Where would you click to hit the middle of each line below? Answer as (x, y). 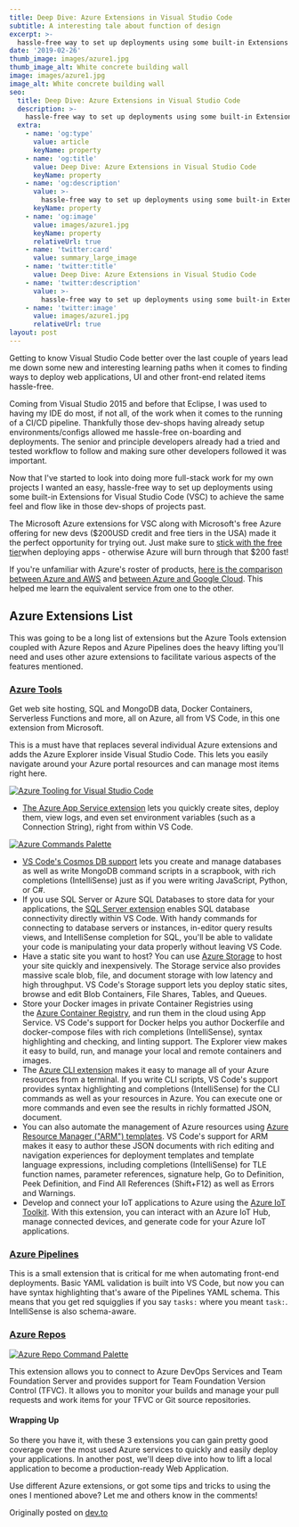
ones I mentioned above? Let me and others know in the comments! (133, 1495)
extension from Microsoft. (57, 727)
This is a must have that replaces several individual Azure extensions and (143, 745)
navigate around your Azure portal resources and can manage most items (144, 763)
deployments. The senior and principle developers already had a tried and (145, 442)
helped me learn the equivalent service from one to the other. (121, 588)
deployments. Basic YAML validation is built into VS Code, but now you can (147, 1283)
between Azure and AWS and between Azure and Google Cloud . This (136, 578)
